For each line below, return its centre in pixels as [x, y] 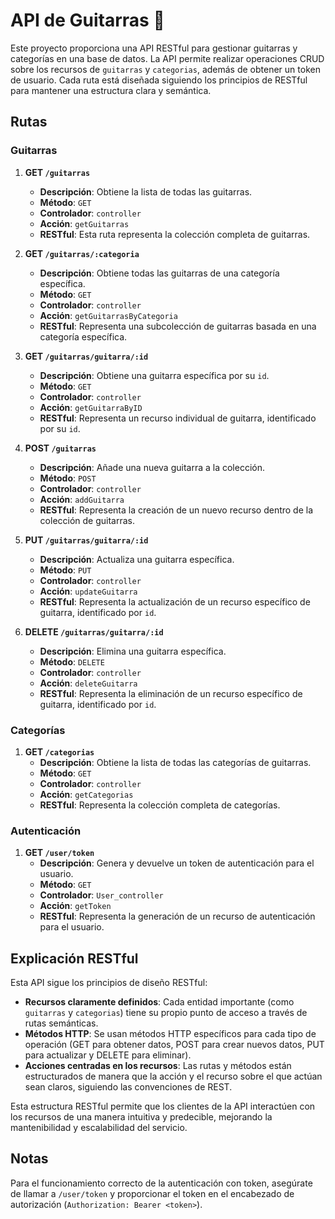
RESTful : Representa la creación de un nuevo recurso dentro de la [176, 510]
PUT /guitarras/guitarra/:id [86, 540]
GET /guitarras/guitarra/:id [86, 356]
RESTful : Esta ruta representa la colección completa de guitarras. [175, 234]
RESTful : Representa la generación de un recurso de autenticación [177, 916]
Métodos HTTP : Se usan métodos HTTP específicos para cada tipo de [170, 1034]
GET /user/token [59, 853]
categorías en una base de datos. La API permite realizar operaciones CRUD [167, 58]
